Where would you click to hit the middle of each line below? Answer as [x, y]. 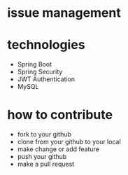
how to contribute [60, 115]
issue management [64, 13]
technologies [46, 45]
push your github [42, 157]
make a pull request [46, 164]
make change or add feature [58, 149]
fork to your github [44, 134]
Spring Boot [35, 64]
